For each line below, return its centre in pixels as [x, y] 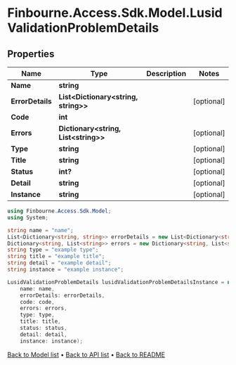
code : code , [37, 302]
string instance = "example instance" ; [66, 269]
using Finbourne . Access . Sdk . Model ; [59, 211]
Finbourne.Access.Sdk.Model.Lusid [115, 13]
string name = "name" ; [40, 230]
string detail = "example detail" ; [59, 263]
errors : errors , [44, 308]
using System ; [28, 217]
